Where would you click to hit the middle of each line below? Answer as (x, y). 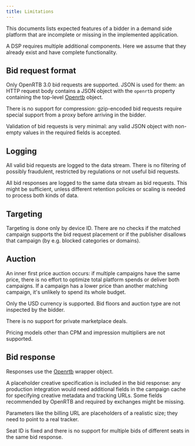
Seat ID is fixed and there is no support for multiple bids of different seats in (98, 431)
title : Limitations (30, 11)
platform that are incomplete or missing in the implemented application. (92, 34)
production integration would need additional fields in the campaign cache (96, 389)
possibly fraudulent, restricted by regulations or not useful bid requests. (93, 172)
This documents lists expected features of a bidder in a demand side (89, 28)
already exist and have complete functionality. (62, 52)
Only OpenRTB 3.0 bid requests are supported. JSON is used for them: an (95, 85)
